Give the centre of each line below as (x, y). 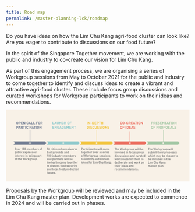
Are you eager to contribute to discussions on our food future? (81, 42)
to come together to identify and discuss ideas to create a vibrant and (90, 83)
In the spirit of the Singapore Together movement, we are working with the (95, 53)
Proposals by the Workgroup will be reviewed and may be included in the (93, 190)
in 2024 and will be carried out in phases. (56, 203)
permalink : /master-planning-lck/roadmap (57, 18)
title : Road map (26, 12)
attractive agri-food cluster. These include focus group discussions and (92, 89)
